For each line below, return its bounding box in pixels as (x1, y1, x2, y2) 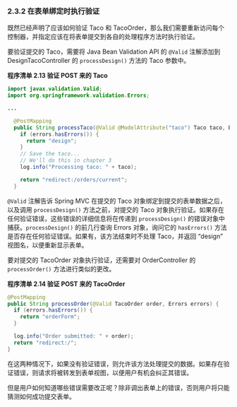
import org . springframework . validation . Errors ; (7, 92, 150, 100)
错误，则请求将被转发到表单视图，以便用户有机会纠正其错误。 (13, 368, 193, 377)
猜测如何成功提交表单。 (7, 392, 75, 401)
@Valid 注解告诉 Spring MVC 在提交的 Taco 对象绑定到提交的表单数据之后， (7, 196, 227, 205)
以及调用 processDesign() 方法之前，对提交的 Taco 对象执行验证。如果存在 (7, 205, 224, 213)
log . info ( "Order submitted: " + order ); (13, 333, 134, 340)
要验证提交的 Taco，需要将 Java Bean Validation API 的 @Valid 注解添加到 (7, 47, 221, 56)
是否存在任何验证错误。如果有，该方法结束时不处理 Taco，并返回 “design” (7, 232, 224, 240)
